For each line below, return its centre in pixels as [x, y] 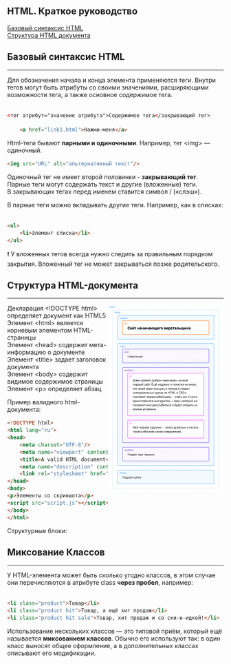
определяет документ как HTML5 [57, 315]
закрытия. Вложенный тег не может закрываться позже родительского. [113, 264]
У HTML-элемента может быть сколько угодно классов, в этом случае [111, 575]
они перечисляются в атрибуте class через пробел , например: [100, 583]
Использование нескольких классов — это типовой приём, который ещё [114, 631]
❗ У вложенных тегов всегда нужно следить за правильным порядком [110, 253]
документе [69, 352]
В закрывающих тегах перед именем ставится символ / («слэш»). [104, 191]
